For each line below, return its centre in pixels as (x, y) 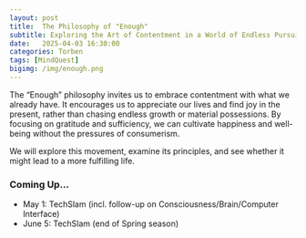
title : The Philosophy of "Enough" (79, 26)
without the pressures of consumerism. (106, 133)
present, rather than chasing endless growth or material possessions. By (145, 114)
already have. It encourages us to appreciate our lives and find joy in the (145, 104)
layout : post (34, 18)
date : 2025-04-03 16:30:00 (65, 43)
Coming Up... (40, 184)
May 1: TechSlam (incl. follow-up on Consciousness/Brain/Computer (151, 204)
